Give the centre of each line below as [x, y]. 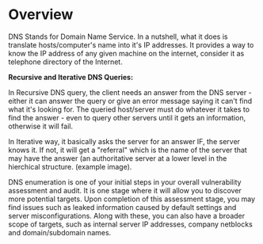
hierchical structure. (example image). [70, 166]
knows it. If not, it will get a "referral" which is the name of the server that [128, 150]
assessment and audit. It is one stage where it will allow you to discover [125, 190]
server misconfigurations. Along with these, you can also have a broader [127, 215]
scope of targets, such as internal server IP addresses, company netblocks [131, 224]
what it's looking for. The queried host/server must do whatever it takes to [129, 109]
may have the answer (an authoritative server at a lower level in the [118, 158]
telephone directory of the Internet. [65, 62]
